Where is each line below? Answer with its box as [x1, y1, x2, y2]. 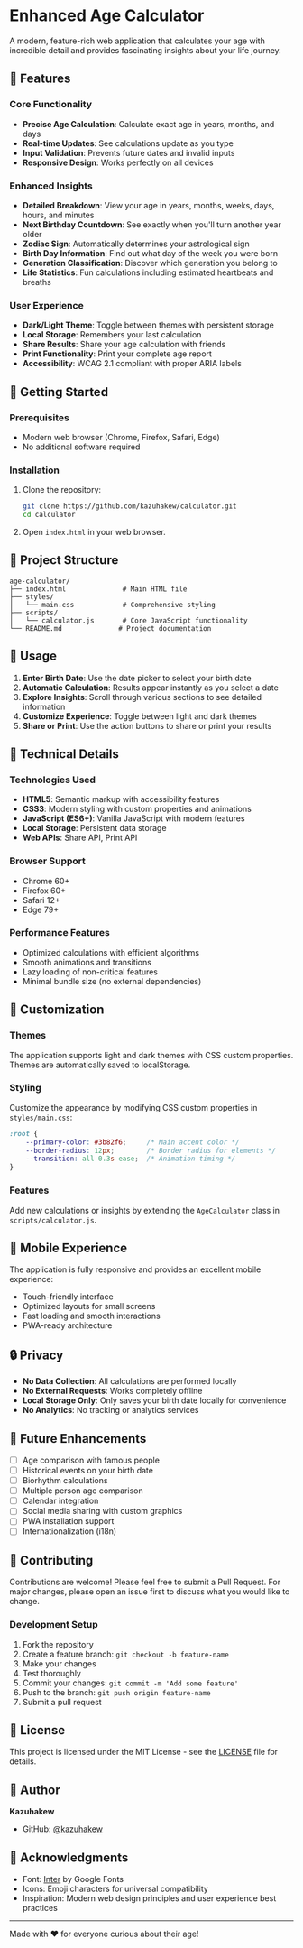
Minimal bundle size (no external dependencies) [22, 975, 202, 986]
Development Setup [9, 1619, 98, 1631]
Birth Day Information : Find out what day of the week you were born [22, 247, 279, 258]
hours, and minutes [22, 209, 95, 220]
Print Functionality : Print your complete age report [22, 348, 212, 359]
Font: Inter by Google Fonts [22, 1874, 124, 1884]
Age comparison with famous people [22, 1454, 161, 1465]
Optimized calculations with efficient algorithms [22, 946, 200, 957]
